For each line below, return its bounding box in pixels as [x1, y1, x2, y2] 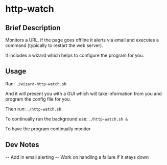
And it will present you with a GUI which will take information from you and [5, 90, 162, 97]
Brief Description [5, 23, 61, 32]
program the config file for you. [5, 96, 71, 102]
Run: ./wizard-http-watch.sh [5, 80, 67, 87]
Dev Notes [5, 140, 39, 149]
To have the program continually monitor [5, 126, 91, 132]
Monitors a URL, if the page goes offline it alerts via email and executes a [5, 37, 159, 43]
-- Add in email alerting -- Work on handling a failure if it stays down [5, 154, 149, 160]
